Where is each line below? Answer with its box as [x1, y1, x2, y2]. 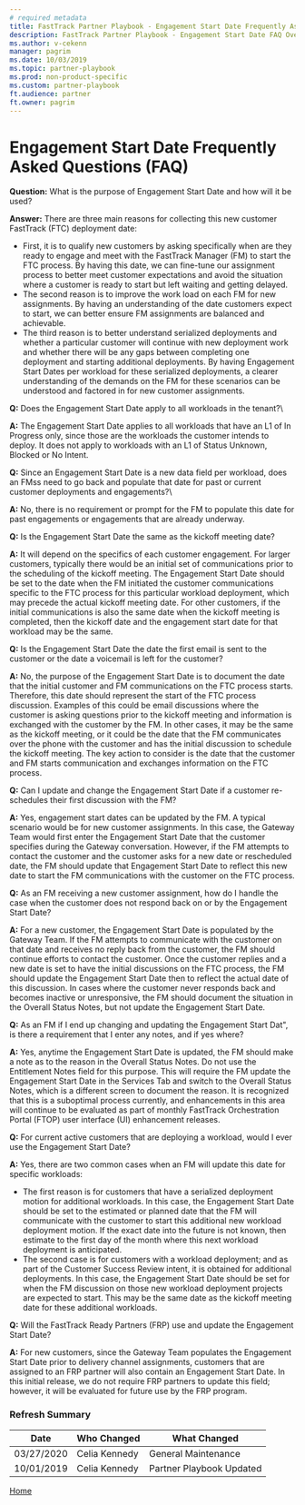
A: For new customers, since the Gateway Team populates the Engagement [9, 1347, 292, 1358]
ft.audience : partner [9, 89, 92, 98]
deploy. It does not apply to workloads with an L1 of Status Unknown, [9, 440, 268, 451]
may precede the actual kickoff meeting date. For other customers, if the [9, 597, 281, 609]
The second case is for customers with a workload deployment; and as [22, 1254, 289, 1265]
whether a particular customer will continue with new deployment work [22, 337, 289, 348]
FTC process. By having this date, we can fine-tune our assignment [22, 260, 275, 271]
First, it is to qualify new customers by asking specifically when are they [22, 241, 292, 252]
